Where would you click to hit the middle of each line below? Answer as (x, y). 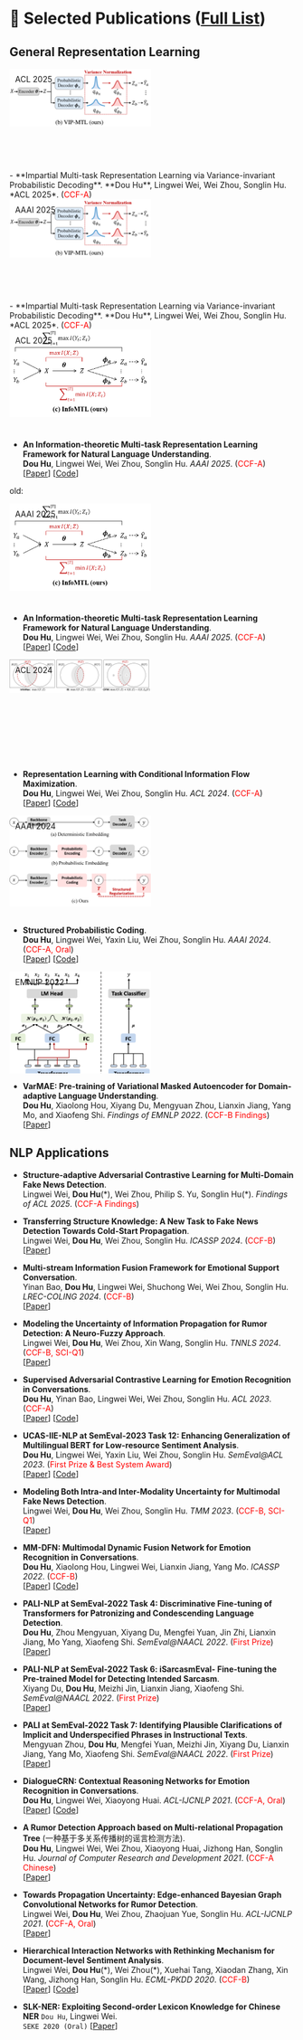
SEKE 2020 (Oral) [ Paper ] (70, 2026)
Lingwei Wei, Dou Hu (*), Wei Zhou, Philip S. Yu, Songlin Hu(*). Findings (155, 1194)
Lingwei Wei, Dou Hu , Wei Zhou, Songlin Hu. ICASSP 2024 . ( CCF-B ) (149, 1240)
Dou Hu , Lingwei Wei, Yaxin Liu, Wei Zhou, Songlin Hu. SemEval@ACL (153, 1455)
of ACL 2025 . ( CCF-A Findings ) (81, 1203)
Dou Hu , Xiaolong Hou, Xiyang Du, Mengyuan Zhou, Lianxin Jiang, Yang (156, 1105)
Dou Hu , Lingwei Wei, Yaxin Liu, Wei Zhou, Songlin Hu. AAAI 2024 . (147, 939)
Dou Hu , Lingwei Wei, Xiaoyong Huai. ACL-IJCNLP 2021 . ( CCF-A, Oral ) (154, 1800)
